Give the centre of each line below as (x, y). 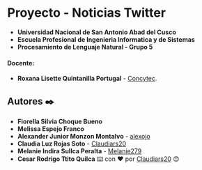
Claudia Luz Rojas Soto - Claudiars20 (72, 144)
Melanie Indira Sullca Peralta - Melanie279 (79, 150)
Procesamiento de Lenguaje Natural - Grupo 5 (85, 47)
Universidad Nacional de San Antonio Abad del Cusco (96, 32)
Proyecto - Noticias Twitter (86, 13)
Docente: (21, 63)
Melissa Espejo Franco (51, 129)
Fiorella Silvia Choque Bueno (60, 121)
